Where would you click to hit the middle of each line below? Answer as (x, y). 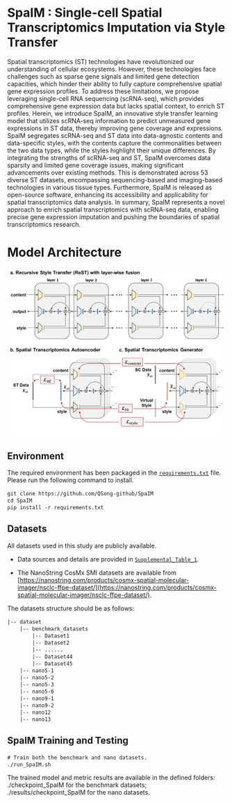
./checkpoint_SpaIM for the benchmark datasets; (77, 785)
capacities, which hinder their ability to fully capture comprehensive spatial (115, 84)
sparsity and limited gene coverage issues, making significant (96, 165)
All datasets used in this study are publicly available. (82, 546)
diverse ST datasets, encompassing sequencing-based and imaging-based (115, 180)
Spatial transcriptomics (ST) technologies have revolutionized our (101, 61)
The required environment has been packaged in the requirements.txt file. (114, 473)
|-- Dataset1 (51, 636)
